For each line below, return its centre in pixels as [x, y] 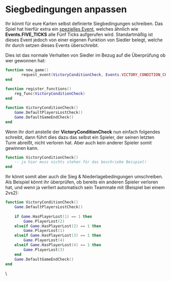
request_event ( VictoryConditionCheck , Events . [72, 75]
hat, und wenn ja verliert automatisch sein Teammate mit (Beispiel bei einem [85, 188]
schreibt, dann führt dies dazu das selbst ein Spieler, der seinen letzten [80, 137]
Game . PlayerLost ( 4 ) [44, 240]
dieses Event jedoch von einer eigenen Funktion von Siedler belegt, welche [84, 40]
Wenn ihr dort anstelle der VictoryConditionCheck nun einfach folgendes [83, 132]
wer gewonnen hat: [25, 60]
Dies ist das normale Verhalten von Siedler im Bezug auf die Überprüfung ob [85, 55]
